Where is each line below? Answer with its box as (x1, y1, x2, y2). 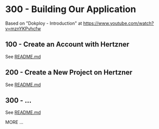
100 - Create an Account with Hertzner (5, 40, 130, 49)
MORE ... (5, 119, 24, 125)
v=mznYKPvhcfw (5, 25, 41, 31)
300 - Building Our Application (5, 4, 136, 15)
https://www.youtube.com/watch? (83, 20, 154, 26)
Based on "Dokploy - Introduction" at (5, 20, 82, 26)
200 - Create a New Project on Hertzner (5, 68, 133, 77)
